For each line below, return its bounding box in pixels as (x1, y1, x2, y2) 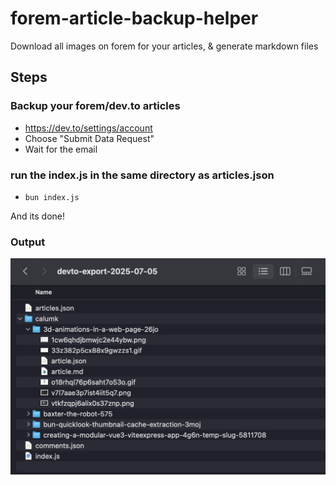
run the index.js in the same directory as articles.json (10, 168, 275, 182)
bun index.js (24, 192, 80, 202)
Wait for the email (24, 143, 98, 155)
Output (10, 235, 46, 249)
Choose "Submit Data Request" (24, 132, 155, 144)
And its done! (10, 210, 66, 222)
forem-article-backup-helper (10, 7, 259, 30)
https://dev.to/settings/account (24, 122, 153, 134)
